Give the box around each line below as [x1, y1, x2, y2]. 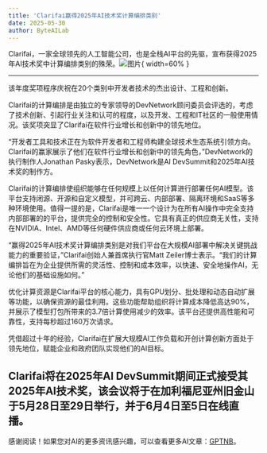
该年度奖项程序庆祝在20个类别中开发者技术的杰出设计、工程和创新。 [8, 83, 233, 93]
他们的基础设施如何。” [14, 270, 85, 280]
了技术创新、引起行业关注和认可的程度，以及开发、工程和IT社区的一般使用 [8, 110, 252, 120]
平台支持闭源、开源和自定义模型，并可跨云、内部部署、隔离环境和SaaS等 [8, 194, 248, 203]
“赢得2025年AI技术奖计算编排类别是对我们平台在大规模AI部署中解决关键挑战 [8, 240, 258, 250]
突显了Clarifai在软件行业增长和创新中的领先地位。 [42, 120, 206, 130]
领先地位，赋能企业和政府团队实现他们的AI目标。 [8, 343, 168, 354]
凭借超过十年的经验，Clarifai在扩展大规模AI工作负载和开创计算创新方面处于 [8, 334, 254, 343]
